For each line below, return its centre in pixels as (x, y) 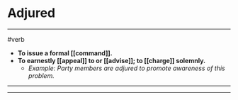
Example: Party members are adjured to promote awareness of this (126, 68)
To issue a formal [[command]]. (65, 53)
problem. (41, 75)
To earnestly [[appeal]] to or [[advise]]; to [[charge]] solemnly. (112, 60)
